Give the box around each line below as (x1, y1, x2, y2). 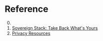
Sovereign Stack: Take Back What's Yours (11, 25, 98, 31)
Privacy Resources (11, 30, 51, 36)
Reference (4, 3, 48, 15)
